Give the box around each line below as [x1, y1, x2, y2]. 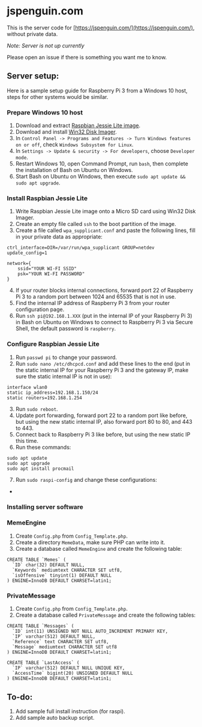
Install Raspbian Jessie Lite [7, 194, 88, 202]
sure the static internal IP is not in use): [15, 373, 112, 380]
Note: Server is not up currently [7, 42, 85, 49]
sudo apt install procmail [7, 466, 74, 472]
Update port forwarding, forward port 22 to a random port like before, [15, 412, 188, 419]
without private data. [7, 30, 58, 37]
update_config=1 [7, 250, 47, 256]
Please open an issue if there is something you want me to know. [7, 53, 167, 61]
